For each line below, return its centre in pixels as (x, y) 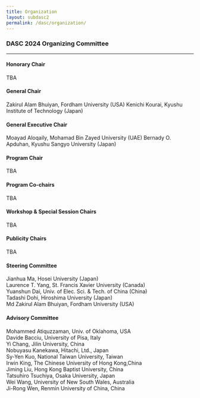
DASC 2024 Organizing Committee (57, 44)
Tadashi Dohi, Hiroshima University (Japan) (60, 298)
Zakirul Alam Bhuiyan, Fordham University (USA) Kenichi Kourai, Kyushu (94, 104)
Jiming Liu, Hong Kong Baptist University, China (65, 369)
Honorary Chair (26, 64)
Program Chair (25, 158)
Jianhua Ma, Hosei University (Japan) (52, 279)
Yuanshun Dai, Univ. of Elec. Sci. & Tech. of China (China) (77, 291)
